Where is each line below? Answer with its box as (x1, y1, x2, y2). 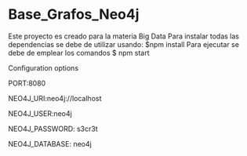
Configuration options (8, 63, 79, 72)
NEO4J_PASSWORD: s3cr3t (8, 124, 98, 133)
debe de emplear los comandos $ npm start (8, 48, 150, 57)
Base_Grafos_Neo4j (8, 5, 140, 24)
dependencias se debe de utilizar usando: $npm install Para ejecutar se (8, 39, 239, 49)
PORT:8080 (8, 78, 46, 88)
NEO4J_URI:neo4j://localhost (8, 93, 102, 103)
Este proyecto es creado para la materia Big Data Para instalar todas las (8, 31, 239, 41)
